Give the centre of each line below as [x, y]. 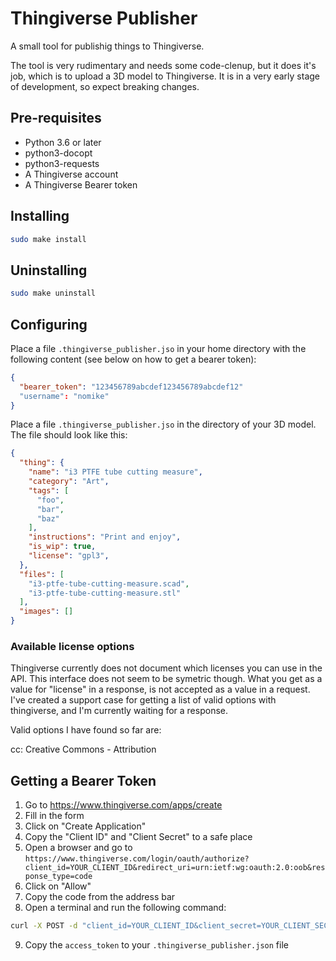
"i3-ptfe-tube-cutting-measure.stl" [105, 593]
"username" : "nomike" [64, 396]
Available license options [72, 646]
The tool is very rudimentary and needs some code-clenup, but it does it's [163, 65]
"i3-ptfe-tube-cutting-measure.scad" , [109, 583]
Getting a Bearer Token [83, 780]
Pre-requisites [56, 118]
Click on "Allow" [58, 886]
